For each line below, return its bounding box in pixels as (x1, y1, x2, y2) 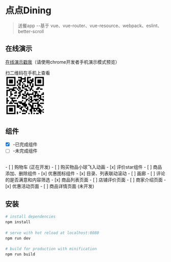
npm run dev (5, 235, 31, 241)
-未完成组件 (12, 148, 38, 154)
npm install (5, 220, 31, 225)
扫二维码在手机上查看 (5, 69, 50, 76)
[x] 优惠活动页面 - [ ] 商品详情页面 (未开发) (5, 183, 94, 189)
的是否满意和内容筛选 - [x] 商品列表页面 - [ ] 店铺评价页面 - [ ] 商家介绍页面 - (5, 177, 166, 183)
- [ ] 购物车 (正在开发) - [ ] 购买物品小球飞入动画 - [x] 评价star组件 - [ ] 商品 (5, 164, 162, 170)
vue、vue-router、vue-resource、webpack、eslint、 (50, 22, 162, 29)
